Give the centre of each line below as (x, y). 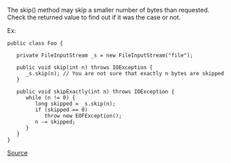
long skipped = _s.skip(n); (75, 104)
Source (17, 153)
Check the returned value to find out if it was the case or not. (94, 17)
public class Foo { (35, 44)
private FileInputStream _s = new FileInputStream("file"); (105, 55)
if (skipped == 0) (62, 110)
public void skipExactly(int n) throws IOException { (95, 92)
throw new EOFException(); (83, 116)
